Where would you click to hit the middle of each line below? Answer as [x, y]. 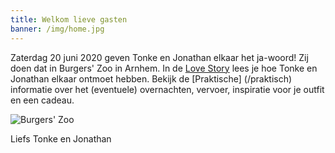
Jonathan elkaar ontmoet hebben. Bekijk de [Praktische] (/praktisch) [151, 78]
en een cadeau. [42, 100]
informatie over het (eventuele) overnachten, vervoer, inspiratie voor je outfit [167, 89]
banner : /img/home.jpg [57, 29]
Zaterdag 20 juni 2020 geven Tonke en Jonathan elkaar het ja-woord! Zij [159, 57]
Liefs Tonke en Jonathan [61, 138]
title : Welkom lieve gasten [69, 19]
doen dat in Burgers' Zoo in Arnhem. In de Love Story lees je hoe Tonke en [164, 68]
